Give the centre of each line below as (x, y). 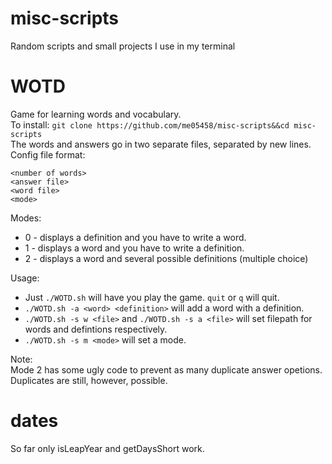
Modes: (26, 218)
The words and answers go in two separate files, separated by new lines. (161, 144)
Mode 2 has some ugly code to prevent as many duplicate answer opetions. (166, 369)
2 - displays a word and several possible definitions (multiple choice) (166, 258)
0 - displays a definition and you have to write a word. (135, 237)
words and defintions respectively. (96, 329)
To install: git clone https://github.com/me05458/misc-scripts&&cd (150, 124)
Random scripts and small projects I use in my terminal (123, 46)
